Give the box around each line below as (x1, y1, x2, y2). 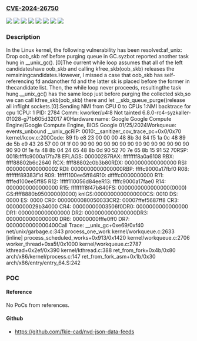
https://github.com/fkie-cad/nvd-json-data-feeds (14, 328, 135, 335)
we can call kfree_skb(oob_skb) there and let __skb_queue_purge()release (6, 96, 185, 104)
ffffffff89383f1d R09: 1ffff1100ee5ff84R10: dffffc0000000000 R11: (6, 171, 164, 178)
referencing (6, 78, 34, 85)
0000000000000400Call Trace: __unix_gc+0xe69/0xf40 (6, 221, 144, 229)
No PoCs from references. (6, 302, 69, 309)
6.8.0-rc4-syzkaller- (142, 109, 191, 116)
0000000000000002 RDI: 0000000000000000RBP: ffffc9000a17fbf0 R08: (6, 165, 189, 172)
